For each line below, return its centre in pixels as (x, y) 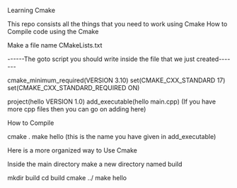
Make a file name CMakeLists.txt (55, 45)
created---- (213, 59)
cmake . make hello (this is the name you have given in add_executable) (112, 137)
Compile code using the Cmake (53, 32)
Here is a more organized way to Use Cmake (73, 150)
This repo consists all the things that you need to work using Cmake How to (117, 24)
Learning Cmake (31, 10)
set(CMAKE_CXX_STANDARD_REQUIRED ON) (74, 88)
